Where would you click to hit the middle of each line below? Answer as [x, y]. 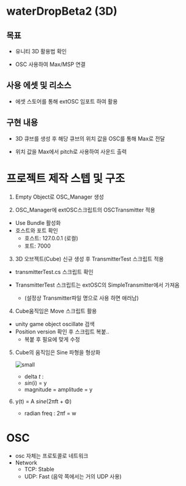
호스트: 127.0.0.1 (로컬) [51, 238]
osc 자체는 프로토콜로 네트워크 [52, 455]
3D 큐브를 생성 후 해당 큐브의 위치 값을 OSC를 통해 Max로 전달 [90, 139]
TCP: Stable [39, 469]
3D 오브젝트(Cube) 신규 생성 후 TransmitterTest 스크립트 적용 [89, 259]
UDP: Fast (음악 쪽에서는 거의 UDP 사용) [73, 476]
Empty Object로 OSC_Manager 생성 [59, 197]
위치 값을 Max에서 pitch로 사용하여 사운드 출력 [71, 151]
